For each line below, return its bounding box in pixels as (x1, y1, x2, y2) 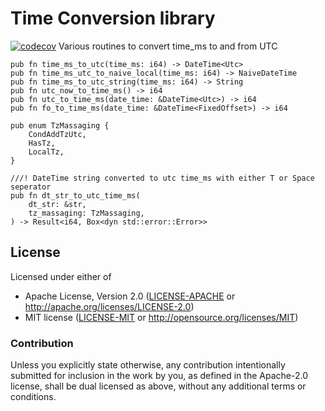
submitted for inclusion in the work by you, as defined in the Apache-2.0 (10, 370, 308, 382)
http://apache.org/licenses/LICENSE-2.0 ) (24, 300, 195, 312)
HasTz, (28, 138, 56, 148)
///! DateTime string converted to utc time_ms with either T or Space (10, 173, 315, 183)
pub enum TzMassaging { (10, 120, 110, 131)
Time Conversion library (10, 7, 216, 30)
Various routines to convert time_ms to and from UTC (58, 40, 278, 52)
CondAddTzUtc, (28, 129, 87, 139)
